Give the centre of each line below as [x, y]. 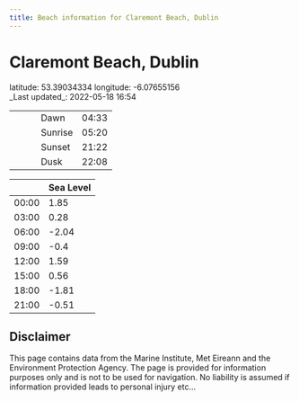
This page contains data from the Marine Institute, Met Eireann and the [140, 358]
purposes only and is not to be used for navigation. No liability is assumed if [149, 378]
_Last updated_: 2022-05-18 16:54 [73, 96]
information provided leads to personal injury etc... [103, 387]
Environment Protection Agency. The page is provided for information [138, 368]
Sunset [56, 147]
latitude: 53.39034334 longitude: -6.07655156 [95, 87]
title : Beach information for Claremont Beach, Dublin [114, 18]
